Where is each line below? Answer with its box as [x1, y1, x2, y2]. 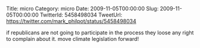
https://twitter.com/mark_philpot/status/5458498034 [6, 18, 137, 24]
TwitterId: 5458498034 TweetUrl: [39, 11, 123, 18]
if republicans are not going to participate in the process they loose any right [6, 29, 194, 36]
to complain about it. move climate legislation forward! [6, 36, 139, 42]
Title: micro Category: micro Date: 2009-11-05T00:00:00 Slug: [6, 5, 159, 12]
